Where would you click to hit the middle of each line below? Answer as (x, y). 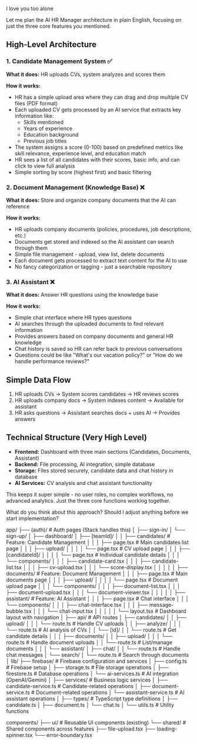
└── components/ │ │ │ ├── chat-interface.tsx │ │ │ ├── (77, 604)
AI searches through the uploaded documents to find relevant (89, 324)
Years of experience (48, 128)
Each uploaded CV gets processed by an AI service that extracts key (98, 109)
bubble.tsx (19, 611)
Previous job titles (45, 141)
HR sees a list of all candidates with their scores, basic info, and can (97, 160)
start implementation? (32, 518)
